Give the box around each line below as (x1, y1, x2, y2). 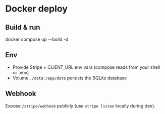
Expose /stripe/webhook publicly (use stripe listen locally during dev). (5, 102, 155, 108)
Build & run (5, 23, 40, 32)
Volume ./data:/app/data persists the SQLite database (12, 75, 127, 81)
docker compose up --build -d (5, 36, 69, 42)
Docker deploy (5, 3, 68, 15)
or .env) (12, 69, 29, 75)
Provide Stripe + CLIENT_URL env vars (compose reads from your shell (12, 64, 160, 70)
